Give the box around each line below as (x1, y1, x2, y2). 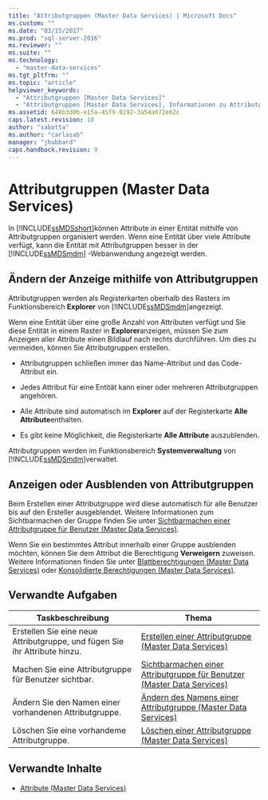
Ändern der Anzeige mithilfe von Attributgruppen (8, 272, 258, 286)
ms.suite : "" (8, 49, 52, 57)
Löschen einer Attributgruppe (140, 725, 252, 736)
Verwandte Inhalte (8, 762, 102, 776)
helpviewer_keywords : (8, 86, 81, 94)
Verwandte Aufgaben (8, 589, 118, 602)
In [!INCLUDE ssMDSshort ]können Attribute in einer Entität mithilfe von (8, 223, 238, 233)
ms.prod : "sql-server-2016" (8, 34, 102, 42)
